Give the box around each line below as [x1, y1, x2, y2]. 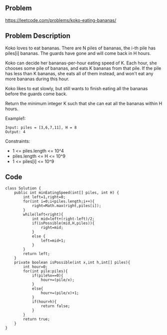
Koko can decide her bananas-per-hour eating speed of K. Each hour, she [5, 60, 157, 66]
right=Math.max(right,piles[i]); [31, 203, 101, 208]
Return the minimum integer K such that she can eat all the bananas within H [5, 100, 163, 106]
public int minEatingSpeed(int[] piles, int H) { [14, 190, 120, 195]
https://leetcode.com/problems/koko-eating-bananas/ [5, 17, 117, 23]
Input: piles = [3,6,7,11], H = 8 [5, 125, 77, 130]
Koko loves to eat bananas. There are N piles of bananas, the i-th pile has [5, 45, 156, 51]
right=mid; [40, 225, 64, 230]
